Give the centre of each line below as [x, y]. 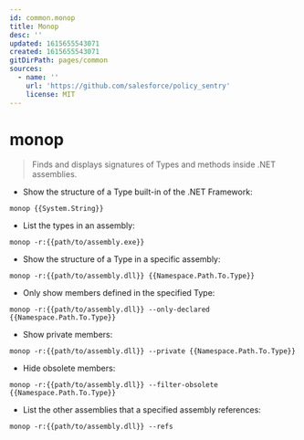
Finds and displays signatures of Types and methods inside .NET [154, 164]
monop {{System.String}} [57, 209]
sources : [26, 69]
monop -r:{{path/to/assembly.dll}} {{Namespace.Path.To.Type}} [132, 276]
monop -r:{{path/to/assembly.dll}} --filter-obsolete [114, 385]
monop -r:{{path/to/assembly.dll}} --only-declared [110, 310]
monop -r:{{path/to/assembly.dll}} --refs [91, 427]
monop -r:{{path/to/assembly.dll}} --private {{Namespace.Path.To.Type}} [153, 351]
